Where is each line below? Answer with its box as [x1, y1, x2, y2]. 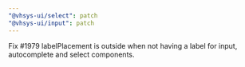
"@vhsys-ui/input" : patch [8, 19, 94, 27]
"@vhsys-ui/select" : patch [8, 11, 98, 20]
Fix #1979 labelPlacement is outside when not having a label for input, [8, 41, 238, 50]
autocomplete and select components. [8, 49, 135, 59]
